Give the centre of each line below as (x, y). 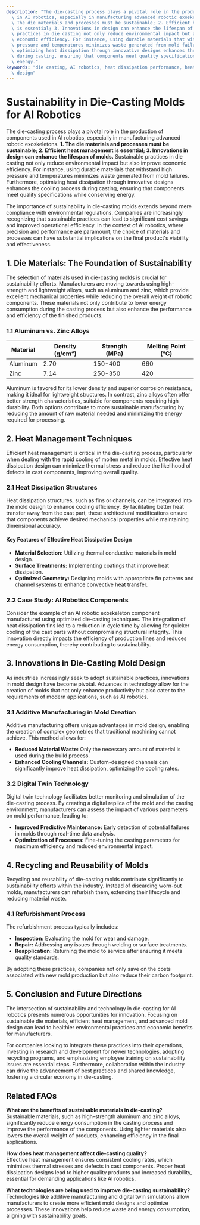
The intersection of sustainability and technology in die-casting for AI (91, 1009)
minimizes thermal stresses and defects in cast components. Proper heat (96, 1166)
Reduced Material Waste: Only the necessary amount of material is (98, 750)
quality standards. (37, 957)
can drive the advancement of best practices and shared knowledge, (91, 1071)
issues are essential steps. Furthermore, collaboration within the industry (96, 1065)
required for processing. (36, 420)
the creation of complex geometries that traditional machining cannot (91, 732)
